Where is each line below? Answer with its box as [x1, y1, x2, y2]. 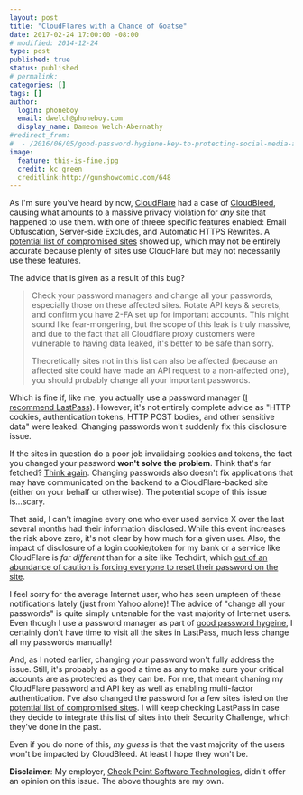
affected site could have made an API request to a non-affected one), [31, 365, 289, 376]
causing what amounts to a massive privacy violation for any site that [9, 207, 266, 218]
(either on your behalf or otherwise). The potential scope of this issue [9, 487, 268, 498]
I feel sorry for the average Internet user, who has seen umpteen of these [9, 589, 282, 600]
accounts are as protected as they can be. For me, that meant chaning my [9, 674, 284, 685]
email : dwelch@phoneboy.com [17, 114, 124, 123]
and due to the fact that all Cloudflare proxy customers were [31, 329, 255, 340]
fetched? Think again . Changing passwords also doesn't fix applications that [9, 467, 294, 479]
